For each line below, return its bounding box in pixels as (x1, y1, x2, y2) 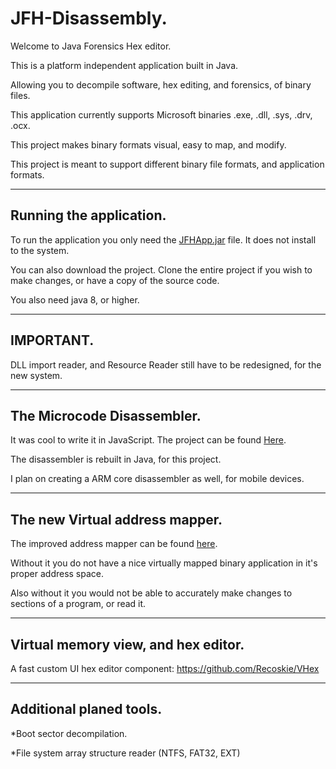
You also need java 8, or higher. (10, 293, 140, 306)
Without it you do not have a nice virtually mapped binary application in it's (10, 557, 318, 569)
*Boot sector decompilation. (10, 727, 128, 739)
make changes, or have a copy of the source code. (10, 274, 220, 286)
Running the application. (10, 207, 167, 224)
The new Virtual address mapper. (10, 511, 223, 528)
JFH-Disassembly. (10, 7, 168, 30)
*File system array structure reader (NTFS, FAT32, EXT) (10, 747, 241, 759)
